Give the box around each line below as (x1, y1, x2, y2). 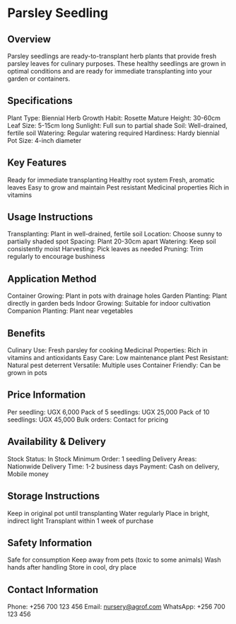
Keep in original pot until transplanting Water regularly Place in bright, (7, 509, 210, 517)
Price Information (7, 389, 86, 401)
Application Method (7, 272, 97, 284)
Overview (7, 33, 52, 45)
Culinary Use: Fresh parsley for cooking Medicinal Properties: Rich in (7, 346, 208, 354)
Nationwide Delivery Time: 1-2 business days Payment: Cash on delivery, (7, 462, 220, 470)
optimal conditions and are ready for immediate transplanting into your (7, 67, 213, 75)
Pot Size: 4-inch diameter (7, 136, 82, 144)
